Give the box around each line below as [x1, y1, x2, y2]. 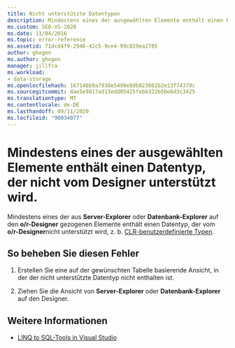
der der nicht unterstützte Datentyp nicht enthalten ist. [17, 274, 175, 282]
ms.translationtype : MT [7, 95, 77, 102]
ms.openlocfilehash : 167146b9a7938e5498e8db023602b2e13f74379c [7, 82, 196, 89]
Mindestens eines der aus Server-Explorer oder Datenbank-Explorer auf [7, 212, 219, 221]
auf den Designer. [17, 295, 69, 303]
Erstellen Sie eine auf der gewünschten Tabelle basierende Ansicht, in [17, 266, 219, 274]
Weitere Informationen [7, 314, 108, 326]
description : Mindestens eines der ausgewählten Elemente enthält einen [7, 17, 224, 24]
